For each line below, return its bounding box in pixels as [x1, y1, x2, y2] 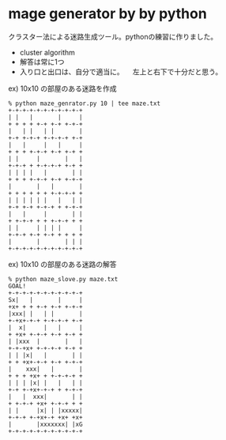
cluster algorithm [19, 47, 75, 57]
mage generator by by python [8, 5, 207, 23]
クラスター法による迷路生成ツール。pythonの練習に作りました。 [8, 32, 218, 41]
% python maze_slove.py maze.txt [8, 275, 119, 283]
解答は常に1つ [19, 57, 65, 66]
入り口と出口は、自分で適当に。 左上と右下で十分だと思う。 [19, 66, 223, 76]
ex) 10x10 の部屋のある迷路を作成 [8, 84, 117, 93]
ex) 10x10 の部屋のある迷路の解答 [8, 259, 117, 269]
